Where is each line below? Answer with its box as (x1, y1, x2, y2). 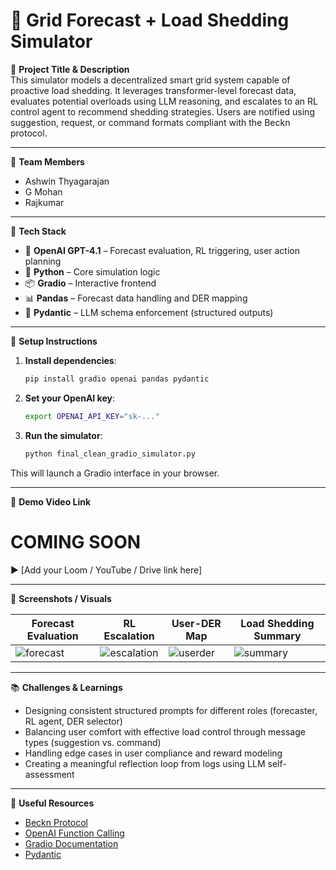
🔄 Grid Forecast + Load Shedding (10, 9, 290, 32)
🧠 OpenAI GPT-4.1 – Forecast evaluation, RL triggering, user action (24, 244, 300, 256)
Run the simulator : (24, 429, 103, 441)
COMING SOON (10, 530, 142, 553)
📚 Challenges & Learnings (10, 681, 123, 693)
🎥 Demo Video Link (10, 495, 92, 508)
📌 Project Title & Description (10, 63, 130, 75)
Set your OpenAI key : (24, 392, 115, 404)
